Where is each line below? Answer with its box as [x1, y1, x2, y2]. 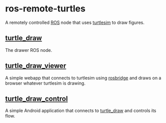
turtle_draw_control [5, 94, 68, 103]
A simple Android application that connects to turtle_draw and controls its [5, 108, 156, 114]
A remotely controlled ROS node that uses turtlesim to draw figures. [5, 19, 145, 25]
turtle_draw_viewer [5, 62, 66, 70]
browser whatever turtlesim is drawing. [5, 80, 86, 86]
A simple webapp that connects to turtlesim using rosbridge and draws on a [5, 75, 161, 81]
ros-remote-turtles [5, 3, 86, 14]
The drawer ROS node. [5, 47, 52, 53]
